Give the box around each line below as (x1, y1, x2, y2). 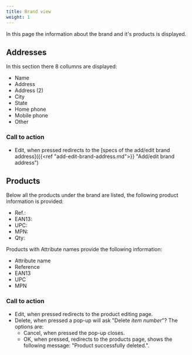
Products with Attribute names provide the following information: (6, 246, 163, 253)
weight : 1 (6, 14, 31, 20)
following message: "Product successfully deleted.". (23, 341, 150, 349)
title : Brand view (6, 8, 51, 15)
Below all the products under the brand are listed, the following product (6, 192, 178, 199)
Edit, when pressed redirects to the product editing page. (14, 310, 153, 317)
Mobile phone (14, 112, 48, 119)
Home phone (14, 106, 46, 113)
